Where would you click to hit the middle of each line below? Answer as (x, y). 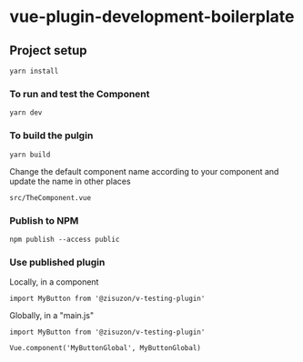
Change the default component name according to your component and (144, 171)
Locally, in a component (54, 282)
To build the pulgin (51, 136)
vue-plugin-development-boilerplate (152, 17)
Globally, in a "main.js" (51, 316)
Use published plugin (57, 262)
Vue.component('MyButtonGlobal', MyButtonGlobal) (106, 348)
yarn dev (26, 113)
